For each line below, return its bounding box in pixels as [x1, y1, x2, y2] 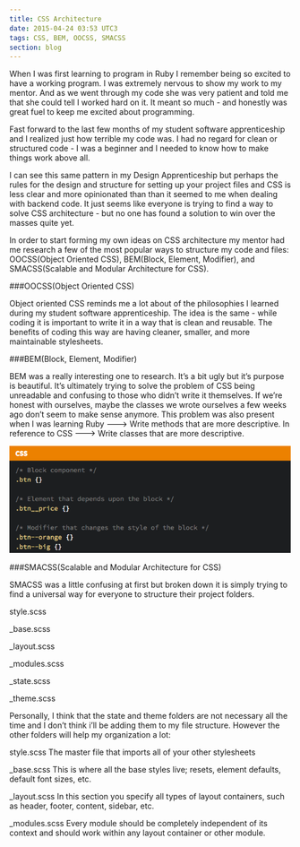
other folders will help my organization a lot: [9, 730, 172, 740]
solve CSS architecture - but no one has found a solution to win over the [9, 208, 276, 219]
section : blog [9, 43, 63, 52]
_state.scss [9, 676, 51, 687]
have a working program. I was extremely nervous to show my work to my [9, 78, 282, 89]
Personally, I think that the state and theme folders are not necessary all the [9, 711, 288, 722]
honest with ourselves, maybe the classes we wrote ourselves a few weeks [9, 400, 287, 411]
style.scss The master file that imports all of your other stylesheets [9, 747, 256, 757]
